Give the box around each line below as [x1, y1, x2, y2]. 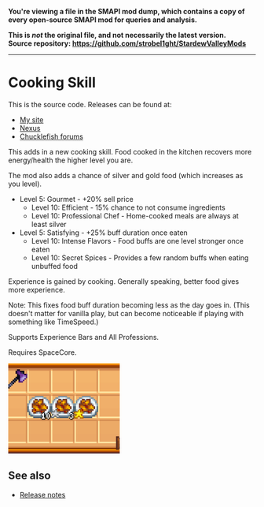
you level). [8, 179, 42, 188]
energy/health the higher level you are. [8, 155, 134, 165]
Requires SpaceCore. [8, 347, 77, 357]
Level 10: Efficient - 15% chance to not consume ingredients [31, 203, 225, 212]
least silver [31, 219, 67, 229]
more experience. [8, 285, 65, 294]
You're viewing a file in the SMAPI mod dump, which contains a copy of [8, 7, 245, 16]
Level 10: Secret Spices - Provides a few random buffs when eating [31, 252, 249, 263]
